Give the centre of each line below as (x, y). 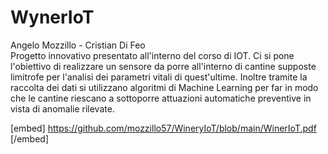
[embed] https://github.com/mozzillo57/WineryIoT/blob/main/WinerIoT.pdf (163, 128)
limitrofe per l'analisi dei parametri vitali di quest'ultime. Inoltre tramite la (159, 77)
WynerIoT (52, 17)
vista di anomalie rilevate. (62, 108)
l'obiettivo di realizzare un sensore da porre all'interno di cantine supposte (163, 66)
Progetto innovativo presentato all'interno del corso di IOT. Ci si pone (152, 55)
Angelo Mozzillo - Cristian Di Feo (78, 45)
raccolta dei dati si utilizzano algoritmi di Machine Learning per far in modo (164, 87)
